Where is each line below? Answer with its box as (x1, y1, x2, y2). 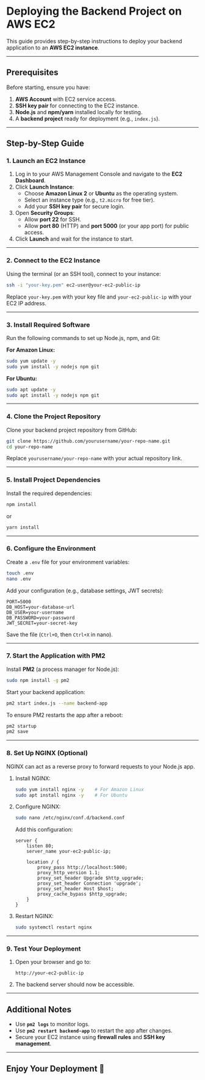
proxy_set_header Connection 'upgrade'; (37, 880, 142, 886)
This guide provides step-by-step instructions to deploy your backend (6, 37, 182, 45)
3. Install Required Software (6, 321, 90, 329)
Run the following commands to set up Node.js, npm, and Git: (6, 334, 160, 341)
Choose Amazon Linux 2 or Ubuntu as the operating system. (24, 190, 179, 197)
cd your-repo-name (6, 444, 53, 450)
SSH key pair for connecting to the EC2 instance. (15, 102, 139, 109)
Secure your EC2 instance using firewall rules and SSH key (15, 1034, 166, 1041)
